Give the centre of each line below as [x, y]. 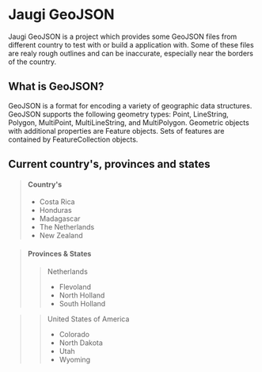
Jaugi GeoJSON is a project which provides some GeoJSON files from [123, 36]
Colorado [74, 334]
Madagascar [60, 218]
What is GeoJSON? [56, 87]
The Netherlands [67, 227]
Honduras [56, 211]
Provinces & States [59, 253]
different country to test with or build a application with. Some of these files [131, 44]
